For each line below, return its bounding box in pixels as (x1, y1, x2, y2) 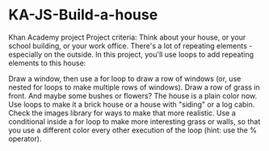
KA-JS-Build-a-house (8, 6, 158, 24)
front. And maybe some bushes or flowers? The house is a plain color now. (8, 90, 258, 100)
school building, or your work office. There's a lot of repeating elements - (8, 40, 253, 50)
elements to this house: (8, 58, 86, 68)
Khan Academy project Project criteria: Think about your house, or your (8, 32, 246, 42)
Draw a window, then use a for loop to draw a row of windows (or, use (8, 73, 242, 83)
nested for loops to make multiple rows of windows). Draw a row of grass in (8, 82, 260, 92)
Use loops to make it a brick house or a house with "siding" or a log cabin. (8, 99, 255, 109)
